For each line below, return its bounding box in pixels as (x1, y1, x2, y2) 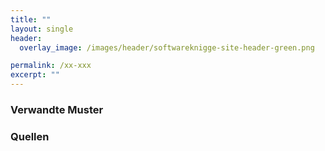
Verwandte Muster (10, 102, 104, 116)
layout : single (10, 24, 74, 34)
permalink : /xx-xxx (10, 61, 92, 71)
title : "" (10, 14, 52, 25)
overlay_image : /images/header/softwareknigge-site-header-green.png (19, 42, 315, 53)
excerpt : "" (10, 70, 60, 80)
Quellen (10, 129, 50, 143)
